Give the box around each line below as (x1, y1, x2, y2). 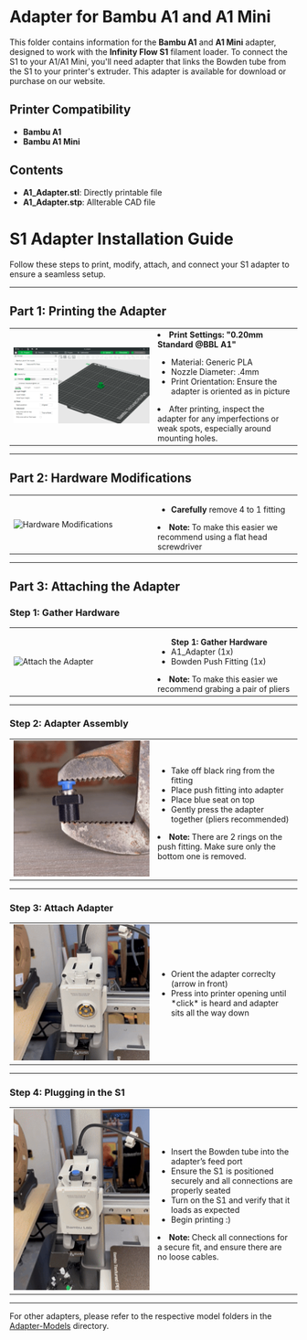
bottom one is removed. (157, 850, 247, 861)
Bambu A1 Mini (22, 135, 80, 147)
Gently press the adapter (170, 803, 265, 814)
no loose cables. (157, 1251, 219, 1262)
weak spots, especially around (157, 423, 271, 434)
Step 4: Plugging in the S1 (9, 1086, 125, 1099)
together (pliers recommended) (170, 814, 290, 824)
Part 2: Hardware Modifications (9, 470, 192, 485)
